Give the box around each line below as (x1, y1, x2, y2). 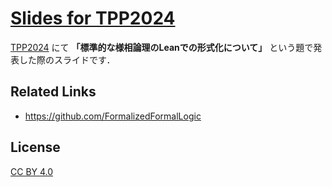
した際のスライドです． (18, 53, 116, 66)
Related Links (10, 83, 97, 101)
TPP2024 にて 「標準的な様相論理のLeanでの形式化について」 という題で (10, 41, 314, 53)
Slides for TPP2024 (10, 7, 176, 30)
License (10, 139, 61, 156)
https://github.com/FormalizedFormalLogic (24, 110, 202, 122)
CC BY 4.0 (10, 165, 54, 177)
